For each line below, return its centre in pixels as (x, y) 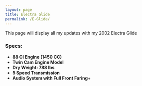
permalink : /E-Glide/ (28, 19)
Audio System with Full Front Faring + (52, 78)
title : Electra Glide (28, 14)
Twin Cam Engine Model (38, 62)
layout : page (19, 10)
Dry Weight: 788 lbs (33, 67)
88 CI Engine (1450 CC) (37, 57)
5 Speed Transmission (36, 73)
